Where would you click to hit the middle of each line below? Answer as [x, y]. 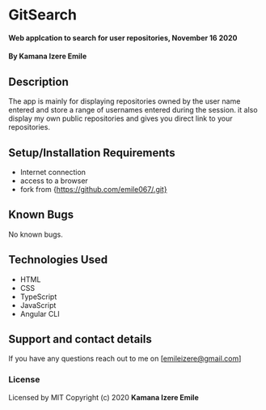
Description [38, 81]
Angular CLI [40, 314]
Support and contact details [80, 339]
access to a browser [54, 181]
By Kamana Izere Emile [48, 56]
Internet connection [53, 172]
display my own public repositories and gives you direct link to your [120, 118]
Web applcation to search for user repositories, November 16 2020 [123, 37]
